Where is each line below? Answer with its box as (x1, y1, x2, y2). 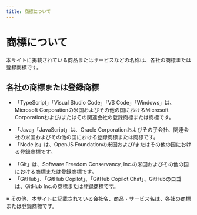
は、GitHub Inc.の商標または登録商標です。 (14, 183, 119, 190)
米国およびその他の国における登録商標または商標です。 (25, 133, 159, 141)
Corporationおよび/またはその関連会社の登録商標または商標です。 (14, 114, 175, 121)
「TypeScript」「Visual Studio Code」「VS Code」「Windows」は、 (14, 99, 175, 106)
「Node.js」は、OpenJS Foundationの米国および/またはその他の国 (14, 141, 176, 148)
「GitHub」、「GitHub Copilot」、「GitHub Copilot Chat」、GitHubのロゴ (14, 176, 182, 183)
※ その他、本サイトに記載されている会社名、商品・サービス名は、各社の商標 (6, 195, 191, 203)
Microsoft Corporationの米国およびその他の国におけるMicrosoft (14, 106, 169, 113)
